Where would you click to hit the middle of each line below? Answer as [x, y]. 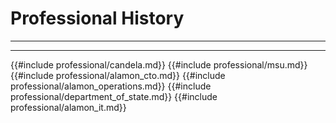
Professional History [97, 18]
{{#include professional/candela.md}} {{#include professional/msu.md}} [159, 64]
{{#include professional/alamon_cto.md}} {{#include [118, 75]
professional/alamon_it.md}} [68, 107]
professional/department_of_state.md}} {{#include [114, 96]
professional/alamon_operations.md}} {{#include [111, 86]
